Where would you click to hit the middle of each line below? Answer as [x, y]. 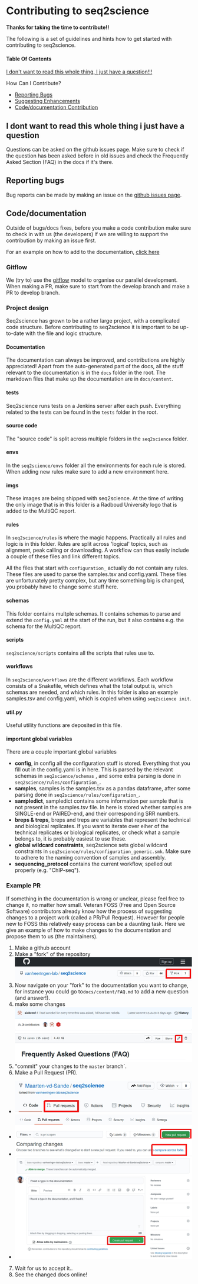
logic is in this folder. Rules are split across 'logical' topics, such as [87, 544]
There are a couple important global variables [61, 752]
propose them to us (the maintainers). [52, 936]
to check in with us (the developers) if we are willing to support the [87, 234]
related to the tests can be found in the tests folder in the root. [82, 412]
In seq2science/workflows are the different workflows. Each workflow [90, 680]
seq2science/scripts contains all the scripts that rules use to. [80, 653]
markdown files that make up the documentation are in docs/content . [90, 379]
